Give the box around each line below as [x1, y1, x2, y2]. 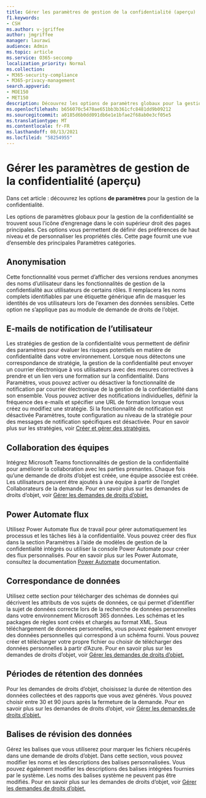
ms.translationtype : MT [6, 117, 67, 123]
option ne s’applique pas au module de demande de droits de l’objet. [6, 305, 180, 313]
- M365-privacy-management [6, 77, 75, 84]
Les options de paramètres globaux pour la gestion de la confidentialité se [6, 213, 194, 220]
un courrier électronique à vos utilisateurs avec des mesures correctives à [6, 366, 194, 374]
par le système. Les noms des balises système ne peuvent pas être [6, 772, 177, 779]
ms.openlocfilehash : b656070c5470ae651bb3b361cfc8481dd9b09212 [6, 106, 172, 112]
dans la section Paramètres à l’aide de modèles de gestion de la [6, 539, 167, 546]
